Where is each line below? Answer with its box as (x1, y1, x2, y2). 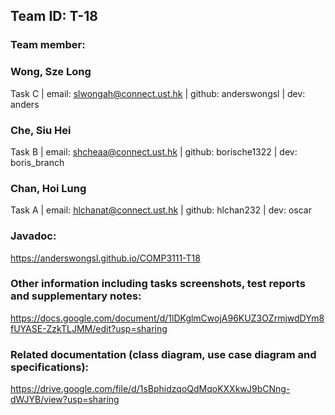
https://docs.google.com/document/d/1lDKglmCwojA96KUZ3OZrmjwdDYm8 (10, 312, 325, 324)
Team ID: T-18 (10, 8, 98, 25)
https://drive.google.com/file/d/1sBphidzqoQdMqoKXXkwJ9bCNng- (10, 383, 291, 395)
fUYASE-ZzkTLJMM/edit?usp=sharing (10, 322, 168, 334)
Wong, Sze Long (10, 65, 92, 79)
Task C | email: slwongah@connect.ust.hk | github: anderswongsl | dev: (10, 87, 306, 99)
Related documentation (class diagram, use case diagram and (10, 347, 317, 361)
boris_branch (10, 156, 65, 168)
